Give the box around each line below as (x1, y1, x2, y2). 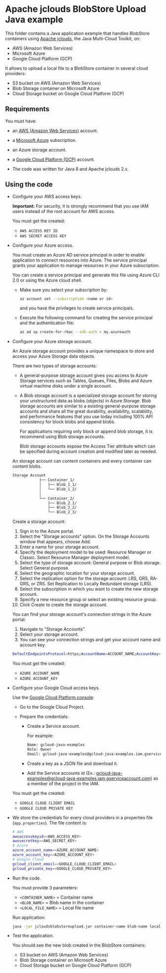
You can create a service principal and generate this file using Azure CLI (12, 272, 160, 278)
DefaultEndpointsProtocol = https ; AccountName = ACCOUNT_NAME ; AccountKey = (12, 652, 161, 657)
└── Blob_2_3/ (47, 510, 77, 515)
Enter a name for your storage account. (19, 544, 100, 550)
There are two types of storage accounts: (12, 363, 97, 369)
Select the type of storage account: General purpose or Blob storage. (19, 560, 161, 566)
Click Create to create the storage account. (19, 602, 108, 608)
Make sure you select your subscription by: (19, 287, 108, 293)
